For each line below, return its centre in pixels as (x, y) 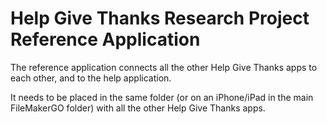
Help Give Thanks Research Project (160, 18)
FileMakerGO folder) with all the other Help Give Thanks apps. (138, 108)
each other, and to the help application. (91, 78)
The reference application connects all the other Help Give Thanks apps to (164, 67)
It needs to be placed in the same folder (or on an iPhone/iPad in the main (162, 97)
